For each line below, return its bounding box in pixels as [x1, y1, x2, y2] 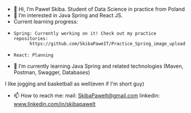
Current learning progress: [13, 18, 78, 25]
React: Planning [13, 52, 54, 58]
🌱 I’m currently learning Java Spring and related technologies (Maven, [13, 62, 183, 69]
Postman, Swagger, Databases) [13, 69, 90, 76]
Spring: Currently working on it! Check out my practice [13, 31, 157, 36]
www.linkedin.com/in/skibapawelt [13, 101, 96, 107]
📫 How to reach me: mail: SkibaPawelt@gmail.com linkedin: [13, 92, 160, 99]
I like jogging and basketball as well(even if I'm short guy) [5, 80, 144, 87]
